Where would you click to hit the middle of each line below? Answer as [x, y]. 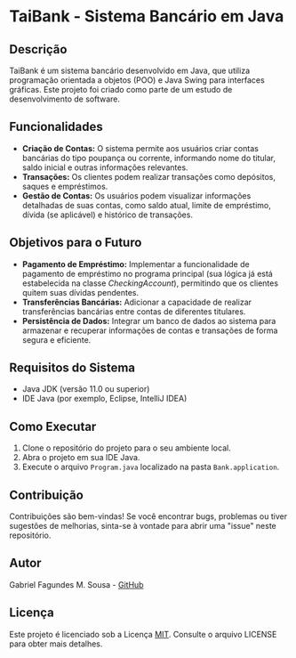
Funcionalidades [56, 127]
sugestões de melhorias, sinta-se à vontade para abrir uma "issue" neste [143, 526]
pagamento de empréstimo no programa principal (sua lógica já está [147, 273]
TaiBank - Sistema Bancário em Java [147, 16]
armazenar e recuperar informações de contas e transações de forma [150, 330]
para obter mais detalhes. [56, 644]
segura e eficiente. [56, 339]
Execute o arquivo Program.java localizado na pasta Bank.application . [151, 467]
